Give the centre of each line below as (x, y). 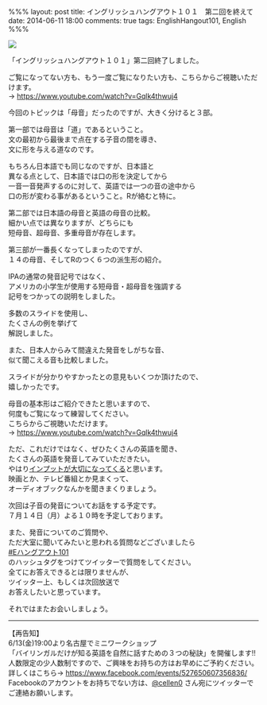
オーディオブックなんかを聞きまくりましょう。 (85, 488)
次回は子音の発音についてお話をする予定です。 (84, 506)
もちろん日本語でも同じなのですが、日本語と (81, 166)
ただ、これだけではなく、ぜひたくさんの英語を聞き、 (95, 449)
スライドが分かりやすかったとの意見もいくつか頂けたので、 (106, 377)
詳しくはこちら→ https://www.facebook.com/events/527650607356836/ (128, 673)
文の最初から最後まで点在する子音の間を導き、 (85, 139)
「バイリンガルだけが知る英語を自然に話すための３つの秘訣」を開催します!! (132, 653)
